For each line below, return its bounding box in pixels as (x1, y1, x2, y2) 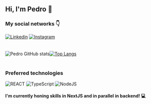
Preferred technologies (5, 70, 64, 76)
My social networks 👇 (5, 21, 60, 28)
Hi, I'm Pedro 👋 (5, 5, 53, 14)
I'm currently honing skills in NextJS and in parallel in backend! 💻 (5, 92, 146, 98)
